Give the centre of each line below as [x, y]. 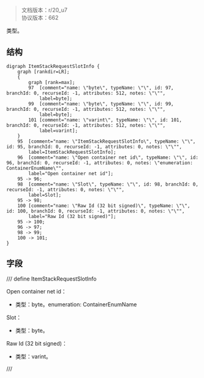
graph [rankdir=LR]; [43, 72]
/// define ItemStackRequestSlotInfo [51, 279]
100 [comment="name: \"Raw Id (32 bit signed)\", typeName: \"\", [104, 206]
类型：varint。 [33, 356]
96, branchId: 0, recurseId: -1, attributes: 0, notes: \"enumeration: [100, 163]
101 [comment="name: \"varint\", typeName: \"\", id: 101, [105, 120]
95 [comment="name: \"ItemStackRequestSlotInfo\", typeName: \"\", [107, 142]
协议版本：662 [40, 18]
